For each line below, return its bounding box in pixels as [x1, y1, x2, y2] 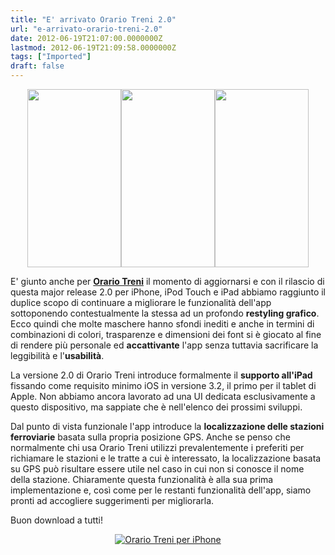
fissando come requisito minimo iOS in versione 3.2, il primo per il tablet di [10, 380, 317, 391]
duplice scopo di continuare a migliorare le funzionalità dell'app [10, 297, 272, 308]
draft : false [10, 61, 65, 71]
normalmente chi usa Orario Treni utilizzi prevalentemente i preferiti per [10, 442, 305, 453]
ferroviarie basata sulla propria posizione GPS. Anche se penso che [10, 431, 291, 443]
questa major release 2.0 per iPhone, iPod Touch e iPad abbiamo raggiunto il [10, 286, 326, 298]
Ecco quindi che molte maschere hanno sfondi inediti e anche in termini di [10, 318, 315, 330]
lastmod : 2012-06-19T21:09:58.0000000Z [10, 42, 177, 53]
